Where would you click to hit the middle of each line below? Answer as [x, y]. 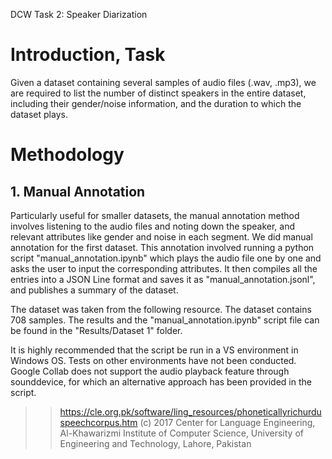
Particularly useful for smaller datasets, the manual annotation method [155, 215]
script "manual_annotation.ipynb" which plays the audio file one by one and [166, 258]
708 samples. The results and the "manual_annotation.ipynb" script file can [165, 320]
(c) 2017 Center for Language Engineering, [227, 422]
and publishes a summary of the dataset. [94, 290]
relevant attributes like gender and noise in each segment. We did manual [161, 236]
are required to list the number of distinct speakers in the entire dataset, [158, 93]
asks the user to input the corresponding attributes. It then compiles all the [164, 268]
